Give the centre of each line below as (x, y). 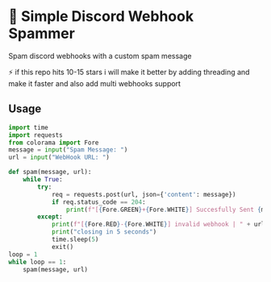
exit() (63, 247)
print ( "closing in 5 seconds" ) (104, 232)
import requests (35, 135)
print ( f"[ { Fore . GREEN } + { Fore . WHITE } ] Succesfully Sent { (164, 209)
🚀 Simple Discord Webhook (101, 17)
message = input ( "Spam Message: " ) (68, 150)
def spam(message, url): (50, 172)
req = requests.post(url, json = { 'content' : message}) (144, 194)
